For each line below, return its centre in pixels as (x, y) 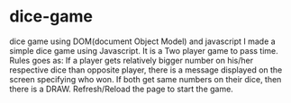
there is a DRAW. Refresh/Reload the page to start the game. (122, 89)
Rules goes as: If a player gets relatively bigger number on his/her (132, 60)
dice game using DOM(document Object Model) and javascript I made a (143, 41)
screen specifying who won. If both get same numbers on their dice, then (145, 79)
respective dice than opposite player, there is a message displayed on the (146, 70)
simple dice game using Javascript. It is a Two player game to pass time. (144, 50)
